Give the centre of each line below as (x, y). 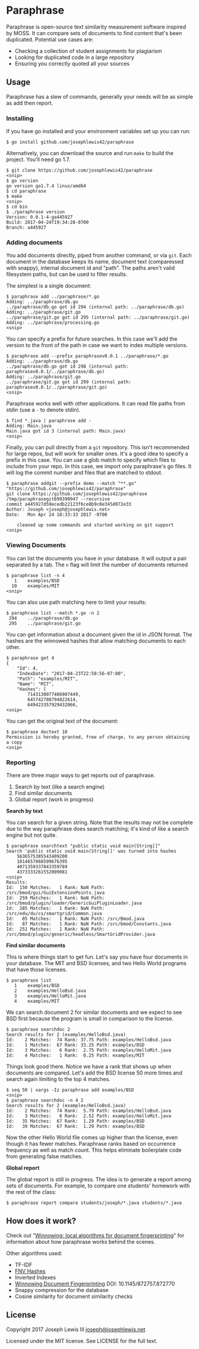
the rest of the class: (31, 1192)
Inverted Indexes (35, 1277)
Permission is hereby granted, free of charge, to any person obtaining (98, 737)
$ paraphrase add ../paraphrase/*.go (53, 297)
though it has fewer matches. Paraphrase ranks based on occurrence (91, 1143)
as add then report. (30, 103)
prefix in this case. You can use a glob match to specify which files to (91, 460)
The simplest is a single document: (49, 286)
